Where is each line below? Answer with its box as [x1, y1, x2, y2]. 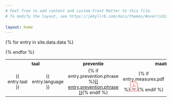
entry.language [31, 78, 64, 85]
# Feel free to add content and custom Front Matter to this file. [5, 8, 153, 13]
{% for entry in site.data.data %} [5, 39, 74, 46]
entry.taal [7, 78, 28, 85]
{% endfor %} [5, 49, 35, 55]
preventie [82, 60, 104, 67]
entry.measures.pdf [122, 76, 165, 82]
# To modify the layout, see [5, 13, 68, 19]
